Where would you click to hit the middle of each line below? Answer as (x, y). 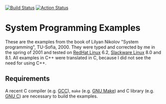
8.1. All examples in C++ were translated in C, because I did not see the (78, 57)
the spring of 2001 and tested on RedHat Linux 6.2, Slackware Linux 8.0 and (83, 52)
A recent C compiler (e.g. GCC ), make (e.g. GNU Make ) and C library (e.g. (80, 90)
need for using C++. (26, 63)
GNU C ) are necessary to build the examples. (52, 96)
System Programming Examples (73, 28)
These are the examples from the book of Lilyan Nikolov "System (72, 41)
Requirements (27, 79)
